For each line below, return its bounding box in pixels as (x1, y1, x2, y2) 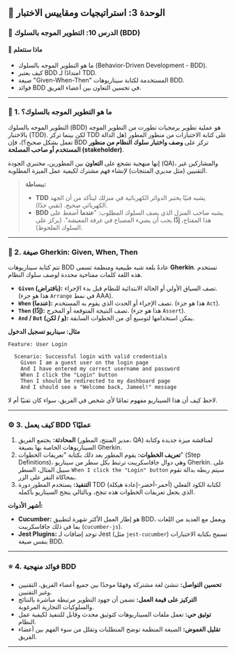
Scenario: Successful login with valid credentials (14, 353, 168, 360)
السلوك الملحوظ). (35, 223, 83, 232)
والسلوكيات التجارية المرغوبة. (17, 602, 95, 611)
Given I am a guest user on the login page (20, 360, 149, 367)
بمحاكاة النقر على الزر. (17, 473, 77, 481)
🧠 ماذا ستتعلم (8, 45, 43, 53)
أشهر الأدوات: (8, 502, 43, 510)
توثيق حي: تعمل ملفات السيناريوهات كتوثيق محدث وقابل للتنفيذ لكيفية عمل (17, 610, 211, 618)
